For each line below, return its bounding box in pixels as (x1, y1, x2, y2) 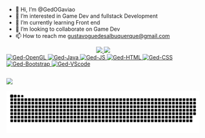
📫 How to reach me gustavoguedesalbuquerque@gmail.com (15, 33, 170, 39)
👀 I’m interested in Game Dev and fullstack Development (15, 12, 158, 20)
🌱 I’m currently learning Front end (15, 19, 100, 26)
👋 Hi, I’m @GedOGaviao (15, 6, 75, 13)
